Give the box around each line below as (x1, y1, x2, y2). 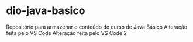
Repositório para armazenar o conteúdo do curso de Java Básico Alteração (6, 23, 188, 30)
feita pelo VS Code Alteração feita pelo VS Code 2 (6, 29, 127, 36)
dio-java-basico (6, 4, 85, 17)
